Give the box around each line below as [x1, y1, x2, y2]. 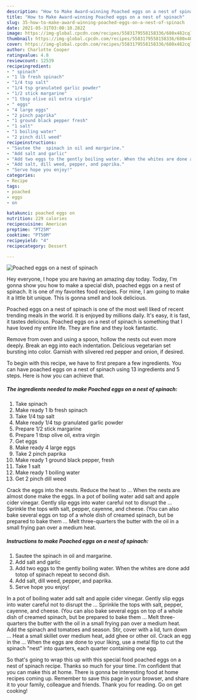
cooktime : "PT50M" [6, 232, 51, 238]
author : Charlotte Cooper [6, 47, 70, 53]
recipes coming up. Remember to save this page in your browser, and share [6, 675, 189, 682]
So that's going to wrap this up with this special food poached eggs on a [6, 656, 181, 664]
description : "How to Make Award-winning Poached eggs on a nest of [6, 8, 177, 15]
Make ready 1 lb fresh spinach [15, 406, 88, 414]
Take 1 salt [15, 463, 41, 470]
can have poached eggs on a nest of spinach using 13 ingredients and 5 [6, 366, 180, 373]
